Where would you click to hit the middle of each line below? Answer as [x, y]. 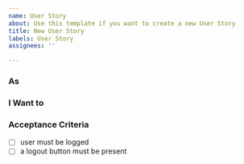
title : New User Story [46, 31]
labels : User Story [41, 38]
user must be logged [54, 142]
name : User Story [37, 16]
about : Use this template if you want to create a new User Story [122, 23]
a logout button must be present [73, 151]
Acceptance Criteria [49, 124]
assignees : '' [32, 46]
